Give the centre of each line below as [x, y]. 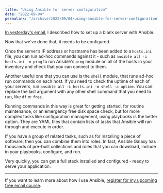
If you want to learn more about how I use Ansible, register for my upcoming [81, 180]
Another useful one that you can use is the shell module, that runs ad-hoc [79, 76]
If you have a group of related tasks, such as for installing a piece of [73, 136]
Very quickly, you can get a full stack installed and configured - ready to [77, 161]
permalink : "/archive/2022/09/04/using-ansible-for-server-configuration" [82, 18]
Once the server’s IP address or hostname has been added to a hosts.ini [78, 51]
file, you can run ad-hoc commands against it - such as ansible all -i [76, 56]
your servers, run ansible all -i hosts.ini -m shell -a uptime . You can [79, 87]
